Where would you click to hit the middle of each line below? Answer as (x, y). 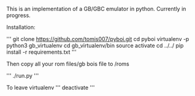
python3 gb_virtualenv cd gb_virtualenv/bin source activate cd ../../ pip (95, 46)
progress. (18, 15)
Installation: (21, 27)
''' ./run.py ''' (23, 76)
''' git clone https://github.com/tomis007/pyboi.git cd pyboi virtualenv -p (98, 39)
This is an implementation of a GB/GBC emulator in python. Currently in (96, 9)
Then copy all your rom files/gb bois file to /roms (68, 64)
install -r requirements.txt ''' (41, 52)
